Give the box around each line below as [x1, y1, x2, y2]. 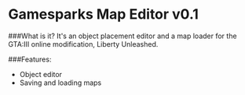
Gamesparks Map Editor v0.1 [8, 5, 199, 23]
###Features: [8, 55, 52, 64]
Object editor [19, 69, 63, 79]
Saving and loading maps [19, 78, 102, 87]
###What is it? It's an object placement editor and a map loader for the [8, 31, 237, 40]
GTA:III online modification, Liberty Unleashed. [8, 39, 159, 48]
